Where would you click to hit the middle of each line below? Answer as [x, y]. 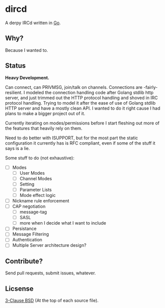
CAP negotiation [29, 206]
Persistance [24, 229]
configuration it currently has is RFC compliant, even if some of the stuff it [80, 143]
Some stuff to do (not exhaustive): [40, 158]
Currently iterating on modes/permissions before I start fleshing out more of [82, 123]
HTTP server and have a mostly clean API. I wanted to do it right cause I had [83, 108]
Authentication [27, 240]
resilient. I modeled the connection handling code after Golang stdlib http [80, 92]
